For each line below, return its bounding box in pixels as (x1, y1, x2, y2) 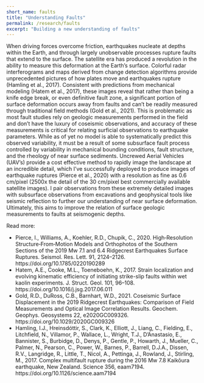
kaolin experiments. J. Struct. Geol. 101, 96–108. (15, 279, 135, 286)
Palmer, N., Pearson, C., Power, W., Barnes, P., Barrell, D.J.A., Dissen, (15, 344, 189, 351)
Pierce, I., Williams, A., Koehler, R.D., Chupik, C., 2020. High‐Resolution (15, 234, 193, 241)
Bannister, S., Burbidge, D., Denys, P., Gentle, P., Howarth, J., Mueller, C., (15, 337, 199, 345)
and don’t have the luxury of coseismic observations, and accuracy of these (6, 120, 197, 128)
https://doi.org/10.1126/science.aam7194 (15, 370, 117, 377)
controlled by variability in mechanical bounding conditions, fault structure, (6, 146, 194, 153)
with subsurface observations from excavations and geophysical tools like (6, 191, 192, 198)
